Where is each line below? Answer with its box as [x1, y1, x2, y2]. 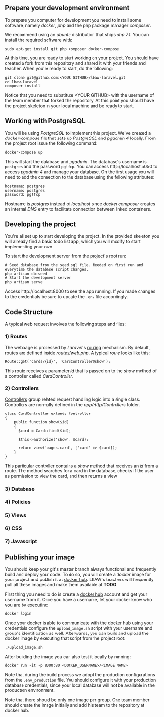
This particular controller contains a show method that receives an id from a [5, 463, 158, 469]
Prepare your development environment [5, 4, 130, 12]
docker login [5, 611, 32, 616]
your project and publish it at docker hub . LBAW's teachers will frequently [5, 577, 154, 582]
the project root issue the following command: [5, 140, 98, 146]
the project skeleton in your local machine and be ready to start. [5, 103, 134, 109]
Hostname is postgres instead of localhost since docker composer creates [5, 201, 156, 207]
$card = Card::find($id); [18, 428, 71, 433]
